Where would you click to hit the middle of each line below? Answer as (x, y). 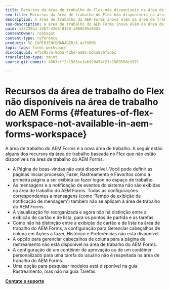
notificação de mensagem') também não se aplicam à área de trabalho (86, 201)
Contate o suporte (25, 281)
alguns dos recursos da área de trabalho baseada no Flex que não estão (81, 154)
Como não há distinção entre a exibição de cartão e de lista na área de (86, 223)
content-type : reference (31, 39)
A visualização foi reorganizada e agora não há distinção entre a (79, 212)
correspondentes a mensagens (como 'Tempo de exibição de (77, 196)
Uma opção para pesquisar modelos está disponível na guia (75, 266)
